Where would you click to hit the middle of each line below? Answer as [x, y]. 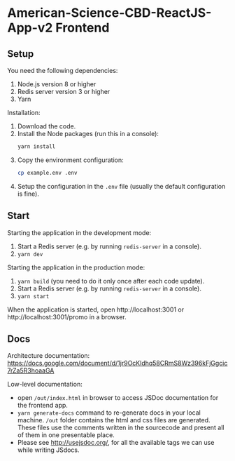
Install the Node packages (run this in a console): [88, 134]
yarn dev [30, 254]
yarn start [33, 296]
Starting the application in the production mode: [76, 267]
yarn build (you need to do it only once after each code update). [111, 281]
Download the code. [47, 126]
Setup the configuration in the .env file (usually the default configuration [121, 186]
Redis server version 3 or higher [64, 92]
